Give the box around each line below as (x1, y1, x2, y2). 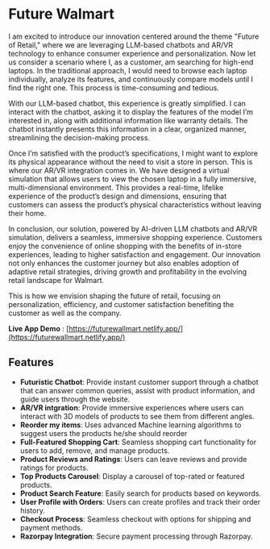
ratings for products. (19, 463, 89, 472)
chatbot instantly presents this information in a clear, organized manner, (8, 124, 247, 134)
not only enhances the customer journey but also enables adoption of (8, 258, 239, 268)
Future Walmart (8, 5, 114, 23)
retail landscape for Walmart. (8, 275, 105, 285)
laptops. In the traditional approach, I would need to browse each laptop (8, 65, 247, 75)
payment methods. (19, 522, 83, 532)
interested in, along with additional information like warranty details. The (8, 115, 248, 125)
